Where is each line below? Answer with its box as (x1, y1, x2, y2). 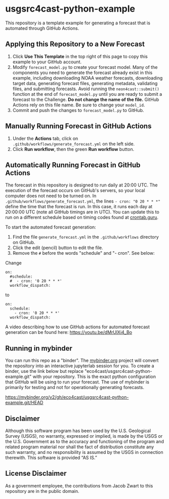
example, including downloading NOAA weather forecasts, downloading (12, 74, 163, 81)
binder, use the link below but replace (5, 368, 83, 374)
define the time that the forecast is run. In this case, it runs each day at (5, 204, 153, 210)
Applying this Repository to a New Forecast (5, 40, 145, 49)
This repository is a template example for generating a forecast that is (5, 20, 151, 26)
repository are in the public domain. (5, 488, 79, 494)
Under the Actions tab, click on (12, 135, 78, 141)
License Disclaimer (5, 469, 67, 478)
